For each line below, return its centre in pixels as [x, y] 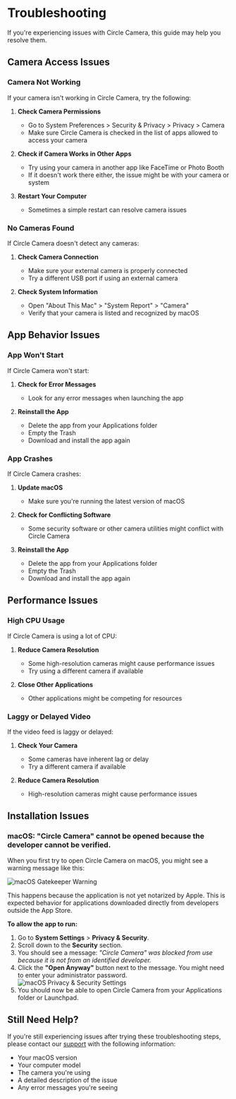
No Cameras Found [41, 228]
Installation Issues [48, 816]
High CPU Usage [36, 621]
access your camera [58, 140]
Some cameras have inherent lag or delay [88, 759]
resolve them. [27, 40]
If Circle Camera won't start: [48, 370]
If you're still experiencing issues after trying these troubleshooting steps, [114, 1037]
